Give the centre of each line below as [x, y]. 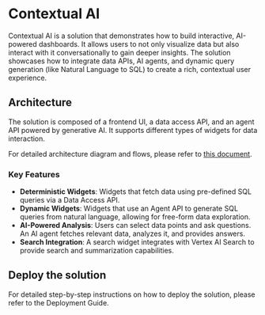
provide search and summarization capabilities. [97, 251]
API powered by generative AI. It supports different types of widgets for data [133, 130]
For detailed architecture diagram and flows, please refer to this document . [130, 154]
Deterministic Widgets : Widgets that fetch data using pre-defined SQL [135, 192]
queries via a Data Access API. [70, 200]
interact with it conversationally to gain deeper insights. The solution [119, 52]
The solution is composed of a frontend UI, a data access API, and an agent [131, 121]
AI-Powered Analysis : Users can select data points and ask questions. [135, 226]
